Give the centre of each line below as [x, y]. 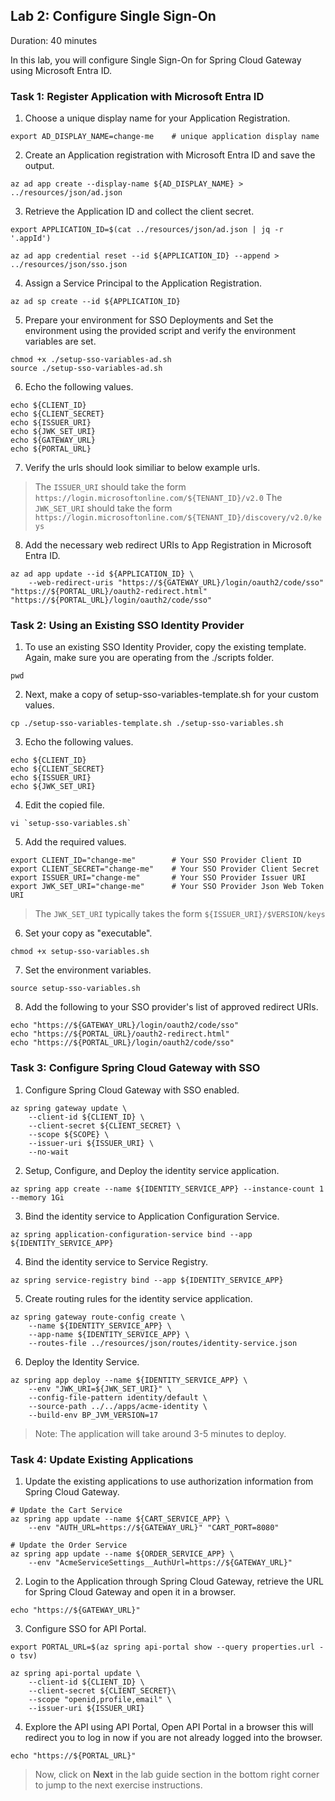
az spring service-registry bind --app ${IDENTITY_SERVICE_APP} [147, 1280]
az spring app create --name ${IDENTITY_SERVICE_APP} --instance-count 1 [167, 1189]
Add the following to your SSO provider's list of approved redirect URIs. [171, 1007]
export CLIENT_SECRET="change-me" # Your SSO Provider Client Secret [165, 869]
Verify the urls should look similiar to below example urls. [142, 468]
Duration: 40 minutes [54, 40]
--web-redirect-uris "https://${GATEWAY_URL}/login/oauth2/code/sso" [176, 583]
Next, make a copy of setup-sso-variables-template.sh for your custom [171, 695]
